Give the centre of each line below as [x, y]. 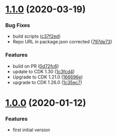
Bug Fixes [18, 25]
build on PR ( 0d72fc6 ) [36, 66]
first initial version [31, 130]
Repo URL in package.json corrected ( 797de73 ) [62, 42]
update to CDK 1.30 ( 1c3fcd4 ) [43, 71]
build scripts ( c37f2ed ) [37, 36]
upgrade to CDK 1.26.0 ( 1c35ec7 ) [47, 82]
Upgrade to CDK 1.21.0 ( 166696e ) [48, 77]
